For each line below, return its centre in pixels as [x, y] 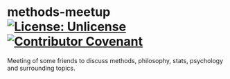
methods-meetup [59, 12]
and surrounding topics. [41, 68]
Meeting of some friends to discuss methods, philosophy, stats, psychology [115, 60]
